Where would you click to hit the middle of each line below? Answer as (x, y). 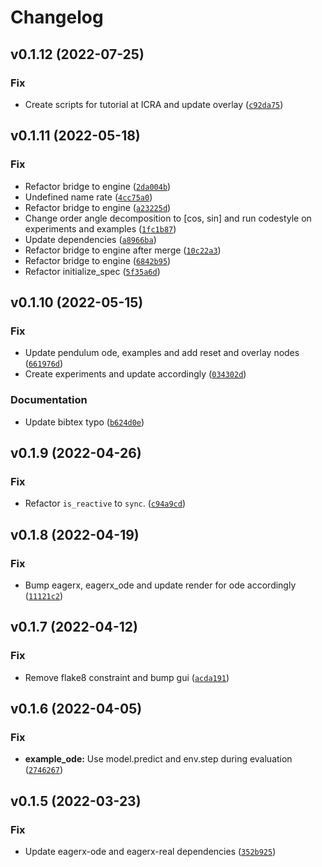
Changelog (57, 17)
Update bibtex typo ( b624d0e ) (84, 422)
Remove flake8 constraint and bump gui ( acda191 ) (127, 677)
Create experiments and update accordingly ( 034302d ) (135, 374)
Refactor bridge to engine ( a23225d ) (98, 207)
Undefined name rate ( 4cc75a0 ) (88, 197)
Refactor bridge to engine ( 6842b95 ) (98, 260)
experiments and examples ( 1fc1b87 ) (100, 228)
